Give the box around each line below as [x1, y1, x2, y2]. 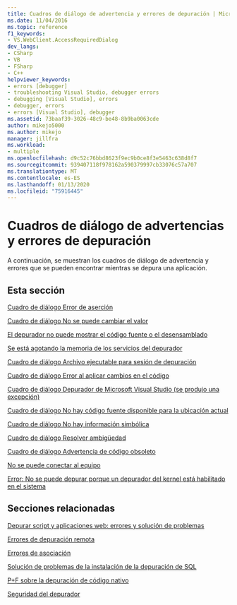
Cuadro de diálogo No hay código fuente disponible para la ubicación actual [7, 407, 229, 414]
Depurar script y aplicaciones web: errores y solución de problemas [7, 521, 205, 529]
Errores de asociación [7, 549, 71, 557]
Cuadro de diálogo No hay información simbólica [7, 420, 150, 428]
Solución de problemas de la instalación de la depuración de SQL [7, 562, 197, 570]
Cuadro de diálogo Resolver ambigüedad [7, 433, 126, 442]
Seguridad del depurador [7, 589, 80, 598]
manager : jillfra [7, 135, 59, 142]
